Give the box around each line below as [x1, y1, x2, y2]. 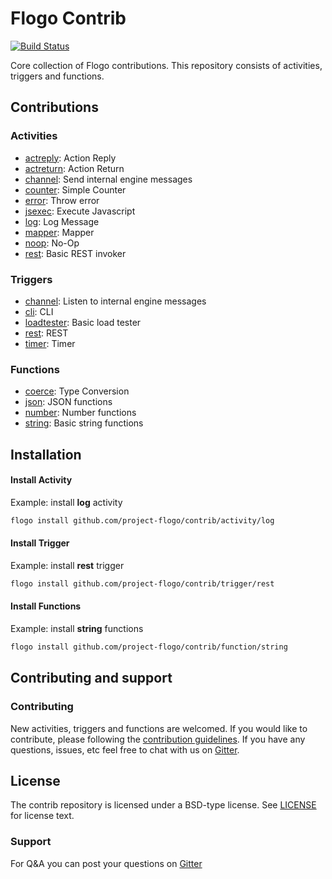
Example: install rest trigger [10, 559, 125, 571]
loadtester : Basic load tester [24, 316, 142, 328]
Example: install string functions [10, 622, 144, 634]
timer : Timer [24, 337, 76, 349]
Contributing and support [10, 670, 173, 687]
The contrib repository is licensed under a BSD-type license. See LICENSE [10, 799, 317, 811]
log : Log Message [24, 215, 100, 227]
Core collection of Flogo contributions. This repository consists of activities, [10, 59, 323, 71]
